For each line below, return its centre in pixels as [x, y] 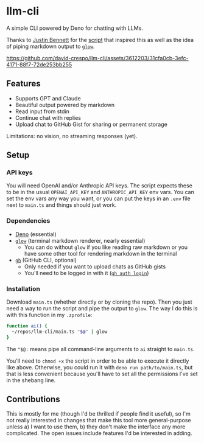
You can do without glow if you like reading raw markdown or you [106, 247]
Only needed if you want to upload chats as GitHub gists [95, 267]
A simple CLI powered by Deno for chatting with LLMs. [75, 28]
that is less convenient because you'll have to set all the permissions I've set [102, 374]
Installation [23, 288]
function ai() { [27, 326]
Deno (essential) [36, 234]
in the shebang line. [31, 380]
